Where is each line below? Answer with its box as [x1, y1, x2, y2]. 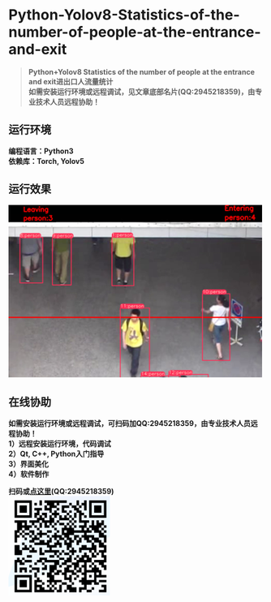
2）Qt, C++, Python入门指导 [8, 449, 105, 458]
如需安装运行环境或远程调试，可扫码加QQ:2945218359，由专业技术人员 [8, 418, 252, 428]
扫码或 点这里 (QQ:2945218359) [8, 486, 114, 496]
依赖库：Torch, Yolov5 [8, 156, 85, 166]
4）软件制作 [8, 469, 49, 479]
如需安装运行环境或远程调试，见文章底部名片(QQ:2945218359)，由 [28, 87, 256, 97]
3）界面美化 [8, 458, 49, 468]
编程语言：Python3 [8, 146, 74, 156]
